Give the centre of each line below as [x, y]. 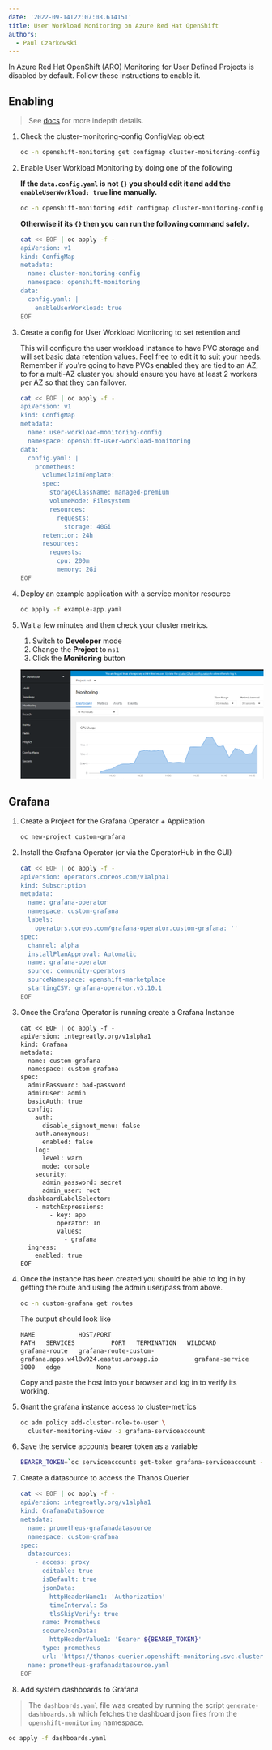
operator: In [79, 1223]
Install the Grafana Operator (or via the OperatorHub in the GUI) [126, 852]
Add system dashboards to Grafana [79, 1689]
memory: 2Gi [76, 570]
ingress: [42, 1247]
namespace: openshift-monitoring [84, 283]
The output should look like [66, 1319]
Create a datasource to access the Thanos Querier [104, 1478]
